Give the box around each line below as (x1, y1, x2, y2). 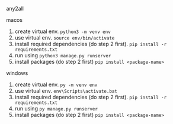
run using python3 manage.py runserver (14, 52, 111, 58)
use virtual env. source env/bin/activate (14, 34, 115, 41)
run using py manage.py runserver (14, 105, 98, 112)
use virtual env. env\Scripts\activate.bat (14, 87, 117, 94)
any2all (6, 5, 24, 12)
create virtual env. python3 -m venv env (14, 28, 111, 35)
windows (6, 70, 28, 76)
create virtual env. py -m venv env (14, 81, 98, 88)
